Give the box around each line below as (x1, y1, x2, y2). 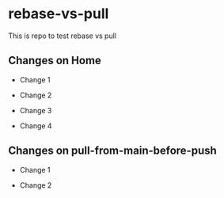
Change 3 (19, 105, 52, 115)
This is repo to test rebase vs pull (8, 31, 117, 40)
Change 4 (19, 120, 53, 131)
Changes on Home (8, 54, 101, 67)
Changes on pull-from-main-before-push (8, 144, 218, 158)
